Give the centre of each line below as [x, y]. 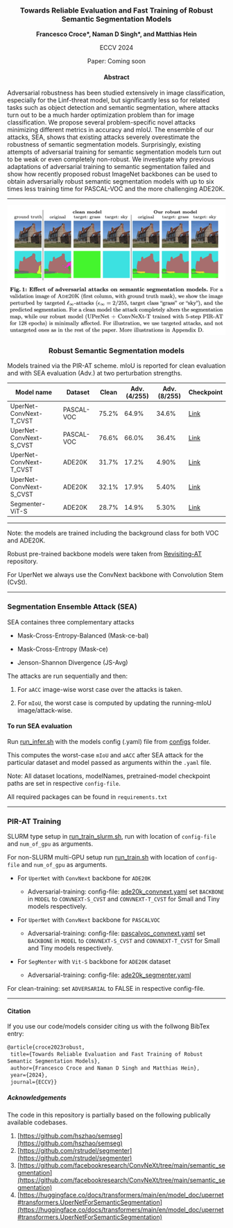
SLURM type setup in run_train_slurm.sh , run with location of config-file [112, 837]
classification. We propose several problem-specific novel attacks [102, 122]
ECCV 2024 [116, 48]
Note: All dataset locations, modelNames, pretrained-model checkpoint [109, 776]
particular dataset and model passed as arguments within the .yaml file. [109, 762]
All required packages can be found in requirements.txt [87, 797]
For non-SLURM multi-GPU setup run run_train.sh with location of [101, 857]
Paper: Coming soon [116, 61]
